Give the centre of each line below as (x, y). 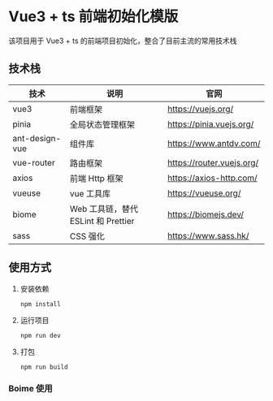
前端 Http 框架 (96, 178)
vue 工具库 (90, 193)
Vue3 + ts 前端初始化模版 (93, 17)
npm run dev (40, 335)
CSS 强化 (87, 236)
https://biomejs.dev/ (206, 214)
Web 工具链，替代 (104, 209)
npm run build (44, 367)
